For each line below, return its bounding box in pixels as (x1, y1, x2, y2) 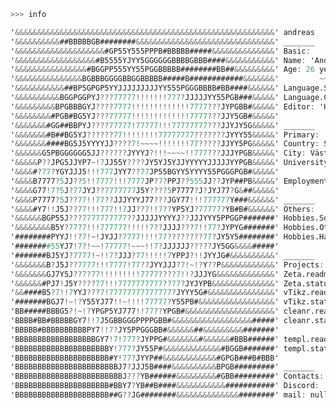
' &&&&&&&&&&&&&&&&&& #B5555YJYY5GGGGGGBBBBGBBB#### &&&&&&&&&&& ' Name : (10, 55, 307, 65)
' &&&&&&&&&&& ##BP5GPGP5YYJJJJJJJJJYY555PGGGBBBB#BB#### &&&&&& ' (10, 83, 280, 94)
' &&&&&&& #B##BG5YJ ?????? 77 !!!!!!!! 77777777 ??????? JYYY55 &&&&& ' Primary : (10, 130, 320, 140)
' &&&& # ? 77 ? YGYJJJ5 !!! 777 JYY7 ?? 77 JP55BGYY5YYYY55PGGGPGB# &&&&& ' (10, 167, 280, 177)
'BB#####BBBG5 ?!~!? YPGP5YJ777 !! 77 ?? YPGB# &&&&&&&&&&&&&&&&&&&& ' (10, 306, 280, 317)
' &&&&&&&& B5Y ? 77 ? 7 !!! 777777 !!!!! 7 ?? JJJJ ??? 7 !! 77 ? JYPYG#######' (10, 223, 280, 233)
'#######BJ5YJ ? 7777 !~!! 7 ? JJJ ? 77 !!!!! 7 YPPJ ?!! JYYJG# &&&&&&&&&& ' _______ (10, 250, 315, 260)
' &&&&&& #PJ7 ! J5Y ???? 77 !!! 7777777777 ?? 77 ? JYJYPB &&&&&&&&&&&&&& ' (10, 278, 280, 289)
